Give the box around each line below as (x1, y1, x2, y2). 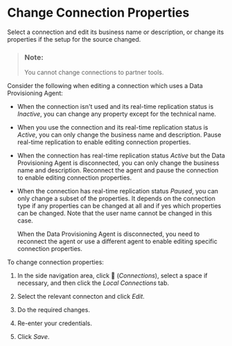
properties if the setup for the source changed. (7, 35, 141, 43)
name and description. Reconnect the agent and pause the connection (17, 166, 219, 175)
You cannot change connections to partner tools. (24, 68, 164, 77)
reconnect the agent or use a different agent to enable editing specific (17, 237, 218, 245)
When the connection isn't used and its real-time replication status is (17, 103, 214, 111)
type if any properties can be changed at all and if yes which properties (17, 202, 222, 210)
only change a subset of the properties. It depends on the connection (17, 194, 216, 202)
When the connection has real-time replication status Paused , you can (17, 187, 219, 196)
